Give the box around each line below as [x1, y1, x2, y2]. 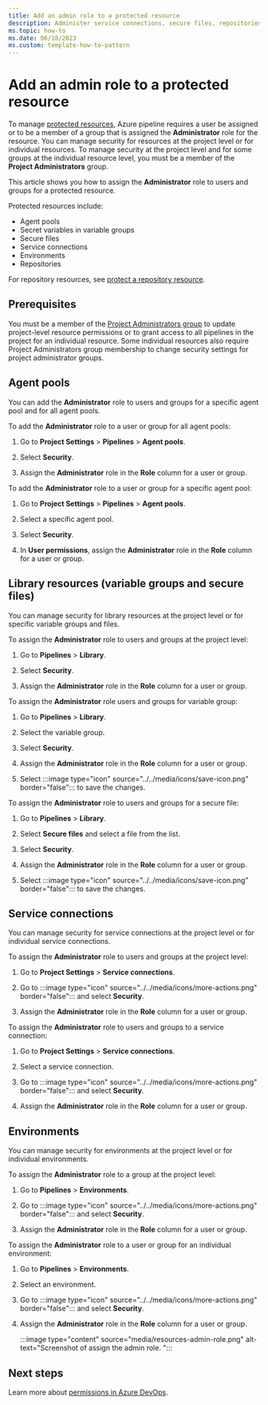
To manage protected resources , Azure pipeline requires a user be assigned [8, 119, 258, 129]
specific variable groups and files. [8, 619, 120, 628]
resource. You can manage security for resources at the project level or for [8, 137, 254, 146]
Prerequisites [8, 297, 77, 312]
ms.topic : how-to [8, 26, 66, 34]
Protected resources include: [8, 201, 104, 211]
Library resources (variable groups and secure [8, 577, 245, 591]
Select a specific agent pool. [19, 514, 114, 523]
